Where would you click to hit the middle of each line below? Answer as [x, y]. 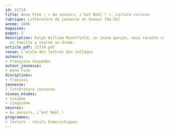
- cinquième [18, 103]
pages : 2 [14, 33]
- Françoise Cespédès [28, 61]
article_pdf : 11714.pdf [30, 47]
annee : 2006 [18, 24]
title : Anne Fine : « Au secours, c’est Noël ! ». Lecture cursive [77, 15]
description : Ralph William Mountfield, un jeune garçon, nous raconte [82, 38]
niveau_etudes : [21, 94]
